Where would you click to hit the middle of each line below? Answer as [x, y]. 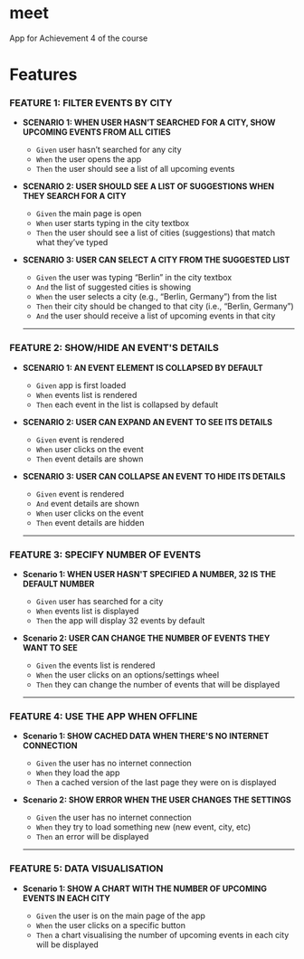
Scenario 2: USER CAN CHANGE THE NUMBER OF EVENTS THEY [146, 638]
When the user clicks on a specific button [110, 925]
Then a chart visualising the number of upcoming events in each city [162, 935]
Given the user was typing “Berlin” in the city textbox [134, 278]
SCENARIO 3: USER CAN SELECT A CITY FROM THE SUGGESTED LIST [156, 260]
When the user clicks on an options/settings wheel [128, 675]
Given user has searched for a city [100, 602]
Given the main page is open [89, 214]
